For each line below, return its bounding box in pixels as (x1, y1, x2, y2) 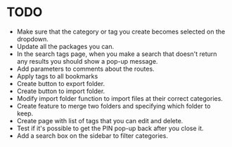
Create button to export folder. (16, 79, 105, 87)
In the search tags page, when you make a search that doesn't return (16, 50, 217, 58)
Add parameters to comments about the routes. (16, 64, 155, 73)
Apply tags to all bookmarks (16, 71, 98, 80)
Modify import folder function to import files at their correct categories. (16, 94, 223, 102)
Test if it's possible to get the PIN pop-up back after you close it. (16, 124, 205, 132)
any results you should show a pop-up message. (16, 57, 158, 65)
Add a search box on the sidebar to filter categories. (16, 131, 168, 140)
